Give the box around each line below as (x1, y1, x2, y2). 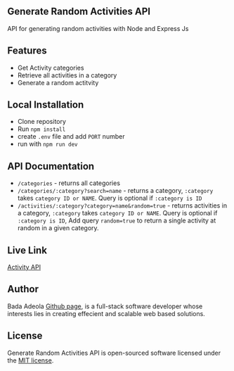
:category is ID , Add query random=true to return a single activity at (17, 216, 216, 225)
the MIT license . (7, 356, 54, 365)
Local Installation (7, 99, 84, 111)
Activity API (7, 263, 41, 272)
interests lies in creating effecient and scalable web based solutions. (7, 309, 205, 317)
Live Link (7, 244, 48, 256)
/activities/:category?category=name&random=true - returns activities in (17, 201, 227, 210)
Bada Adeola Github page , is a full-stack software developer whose (7, 302, 203, 310)
